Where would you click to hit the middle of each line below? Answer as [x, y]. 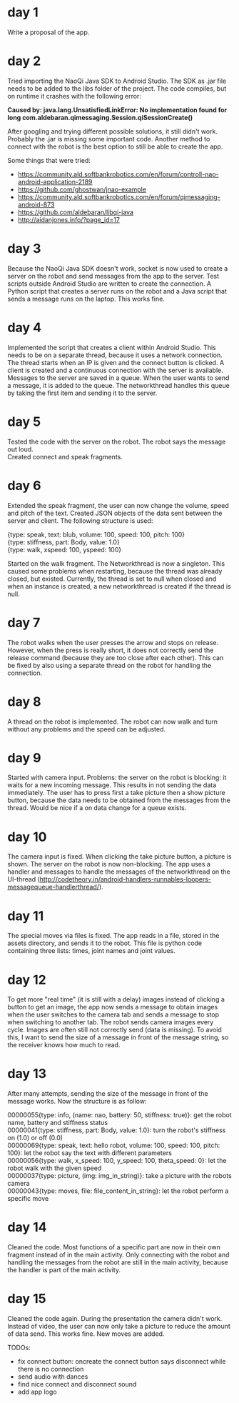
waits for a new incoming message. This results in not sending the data [112, 785]
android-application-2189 [55, 181]
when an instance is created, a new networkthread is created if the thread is [119, 586]
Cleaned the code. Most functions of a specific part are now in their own [114, 1247]
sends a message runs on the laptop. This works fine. [86, 299]
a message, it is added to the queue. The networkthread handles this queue [118, 385]
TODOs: [19, 1348]
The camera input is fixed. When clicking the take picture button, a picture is [119, 857]
